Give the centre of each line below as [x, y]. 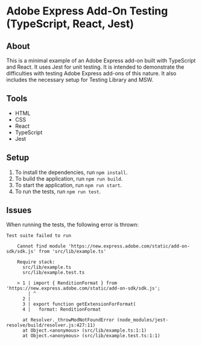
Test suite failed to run [39, 236]
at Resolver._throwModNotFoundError [68, 320]
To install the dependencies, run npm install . [71, 172]
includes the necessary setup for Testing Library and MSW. [80, 80]
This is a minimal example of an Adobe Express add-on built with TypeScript [101, 61]
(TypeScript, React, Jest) [70, 24]
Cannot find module [42, 246]
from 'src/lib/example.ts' [72, 252]
